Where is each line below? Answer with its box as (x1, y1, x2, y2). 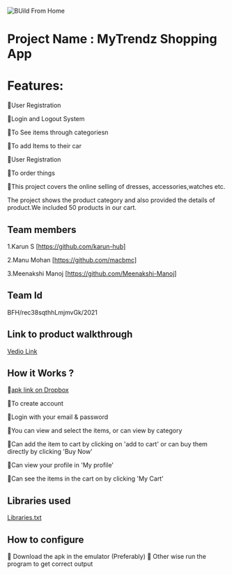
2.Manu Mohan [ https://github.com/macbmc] (7, 255, 137, 264)
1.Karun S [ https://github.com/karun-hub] (7, 242, 126, 250)
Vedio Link (7, 347, 38, 355)
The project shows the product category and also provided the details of (7, 196, 216, 204)
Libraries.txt (7, 513, 42, 522)
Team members (7, 224, 77, 236)
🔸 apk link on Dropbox (7, 385, 69, 395)
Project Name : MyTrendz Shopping (7, 31, 217, 47)
